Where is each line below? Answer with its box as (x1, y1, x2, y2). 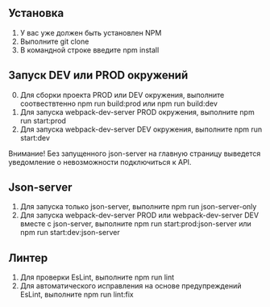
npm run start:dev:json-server (19, 228, 120, 238)
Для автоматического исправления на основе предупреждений (19, 281, 242, 291)
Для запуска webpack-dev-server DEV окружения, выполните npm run (19, 124, 263, 134)
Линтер (8, 250, 48, 265)
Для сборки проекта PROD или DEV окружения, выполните (19, 90, 225, 99)
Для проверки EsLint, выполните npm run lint (19, 272, 175, 282)
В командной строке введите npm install (19, 44, 160, 55)
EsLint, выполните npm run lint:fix (19, 290, 135, 300)
